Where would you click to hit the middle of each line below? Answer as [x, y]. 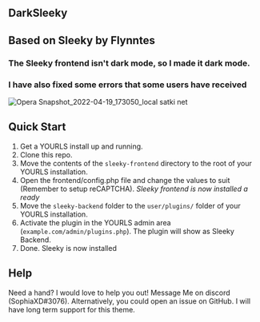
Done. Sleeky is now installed [68, 248]
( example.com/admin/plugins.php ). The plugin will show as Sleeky [127, 231]
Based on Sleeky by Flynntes [82, 40]
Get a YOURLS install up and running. [81, 146]
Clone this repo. [46, 154]
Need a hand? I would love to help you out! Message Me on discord [119, 292]
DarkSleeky [38, 13]
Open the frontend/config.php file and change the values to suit [125, 180]
